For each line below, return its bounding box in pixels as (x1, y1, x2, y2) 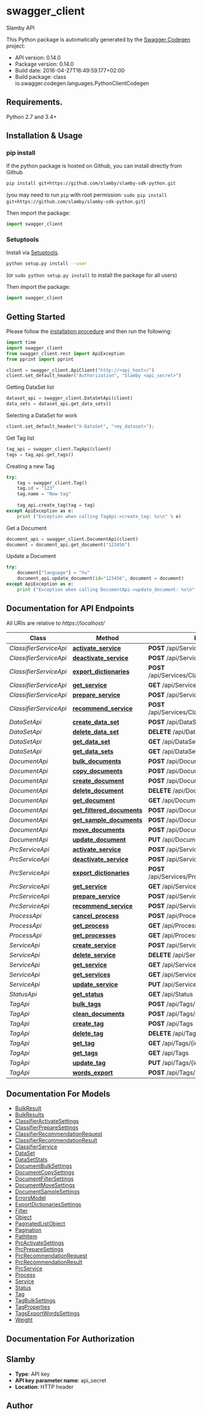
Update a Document (6, 552, 56, 560)
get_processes (72, 931, 116, 939)
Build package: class (14, 73, 67, 80)
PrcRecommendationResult (14, 1259, 82, 1266)
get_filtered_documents (72, 806, 142, 814)
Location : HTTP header (14, 1383, 74, 1390)
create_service (72, 941, 116, 949)
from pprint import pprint (6, 356, 74, 362)
